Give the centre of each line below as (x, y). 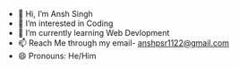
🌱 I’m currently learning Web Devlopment (94, 33)
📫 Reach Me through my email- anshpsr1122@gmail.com (124, 43)
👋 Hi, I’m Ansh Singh (55, 14)
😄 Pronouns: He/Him (57, 56)
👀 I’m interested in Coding (65, 23)
